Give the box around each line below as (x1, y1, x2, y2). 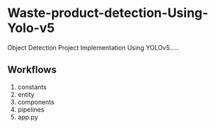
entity (17, 90, 35, 98)
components (17, 98, 54, 106)
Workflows (7, 64, 57, 76)
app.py (17, 112, 39, 121)
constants (17, 83, 47, 91)
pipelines (17, 105, 45, 114)
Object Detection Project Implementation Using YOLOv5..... (7, 43, 179, 52)
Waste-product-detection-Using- (7, 5, 209, 21)
